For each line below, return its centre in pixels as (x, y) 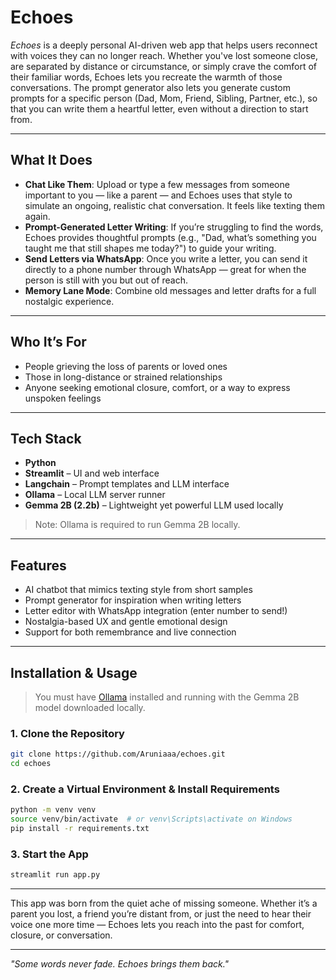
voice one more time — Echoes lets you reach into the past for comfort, (157, 925)
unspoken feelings (63, 398)
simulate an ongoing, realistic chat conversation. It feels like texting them (174, 205)
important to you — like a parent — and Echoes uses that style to (158, 195)
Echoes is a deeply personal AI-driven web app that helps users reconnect (164, 45)
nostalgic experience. (69, 301)
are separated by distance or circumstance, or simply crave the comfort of (164, 66)
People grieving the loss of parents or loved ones (126, 366)
